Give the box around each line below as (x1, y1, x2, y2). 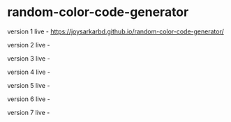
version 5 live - (7, 81, 50, 89)
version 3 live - (7, 54, 50, 63)
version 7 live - (7, 108, 50, 116)
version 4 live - (7, 68, 51, 76)
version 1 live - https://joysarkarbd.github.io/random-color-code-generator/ (7, 27, 225, 36)
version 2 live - (7, 40, 50, 49)
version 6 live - (7, 95, 50, 103)
